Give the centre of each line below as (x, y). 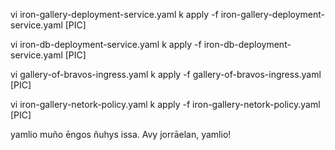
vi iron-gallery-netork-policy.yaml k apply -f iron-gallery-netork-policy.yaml (165, 104)
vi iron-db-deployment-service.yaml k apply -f (106, 44)
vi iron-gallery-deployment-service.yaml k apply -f (114, 14)
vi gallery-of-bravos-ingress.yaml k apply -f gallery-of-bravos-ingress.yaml (166, 74)
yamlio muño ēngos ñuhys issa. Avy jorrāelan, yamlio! (121, 134)
